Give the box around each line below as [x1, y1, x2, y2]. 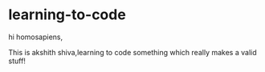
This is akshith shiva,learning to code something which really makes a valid [8, 47, 257, 57]
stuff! [8, 56, 26, 66]
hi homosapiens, [8, 32, 63, 42]
